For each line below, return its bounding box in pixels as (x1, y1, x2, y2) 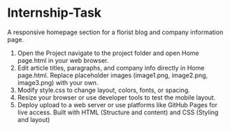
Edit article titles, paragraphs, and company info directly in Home (17, 63, 205, 72)
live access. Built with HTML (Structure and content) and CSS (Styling (17, 108, 219, 116)
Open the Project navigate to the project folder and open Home (17, 49, 199, 57)
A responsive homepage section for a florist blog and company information (7, 28, 224, 36)
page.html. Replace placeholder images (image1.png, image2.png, (17, 71, 208, 79)
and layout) (17, 115, 50, 123)
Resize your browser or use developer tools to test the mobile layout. (17, 93, 216, 102)
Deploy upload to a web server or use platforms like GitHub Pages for (17, 100, 218, 109)
